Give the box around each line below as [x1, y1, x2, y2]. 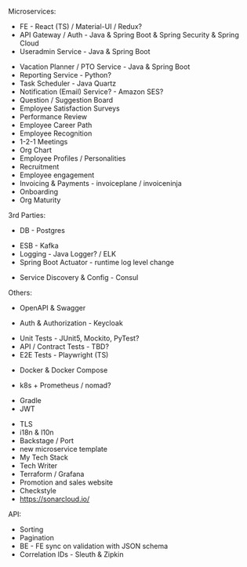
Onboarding [19, 187, 59, 196]
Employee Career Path [19, 121, 93, 129]
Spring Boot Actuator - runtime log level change [19, 258, 175, 267]
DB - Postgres [19, 226, 65, 234]
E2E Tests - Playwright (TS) [19, 351, 109, 359]
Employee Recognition [19, 129, 93, 138]
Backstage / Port [19, 436, 74, 445]
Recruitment [19, 162, 60, 171]
